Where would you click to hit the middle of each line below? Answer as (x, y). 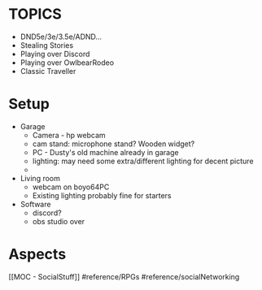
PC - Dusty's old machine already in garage (105, 152)
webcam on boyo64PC (71, 187)
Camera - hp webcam (69, 135)
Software (35, 204)
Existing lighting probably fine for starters (102, 195)
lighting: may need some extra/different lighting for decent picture (143, 161)
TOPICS (35, 14)
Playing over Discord (55, 54)
